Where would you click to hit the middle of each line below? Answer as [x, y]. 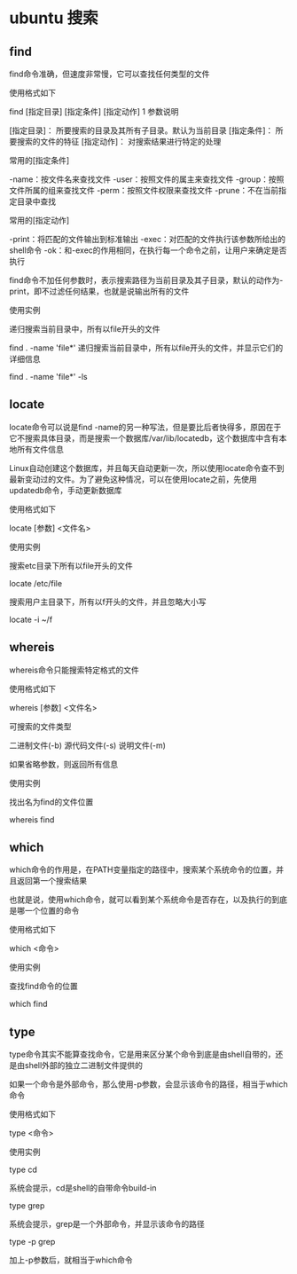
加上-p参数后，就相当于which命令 [71, 1260]
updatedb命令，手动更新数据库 [66, 490]
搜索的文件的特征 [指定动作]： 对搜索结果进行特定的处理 [119, 142]
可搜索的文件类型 [40, 726]
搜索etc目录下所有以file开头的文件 [71, 565]
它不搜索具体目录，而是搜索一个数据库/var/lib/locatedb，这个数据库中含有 [144, 438]
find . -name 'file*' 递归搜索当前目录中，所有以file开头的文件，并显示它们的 [146, 348]
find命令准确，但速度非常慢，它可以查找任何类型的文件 [109, 74]
